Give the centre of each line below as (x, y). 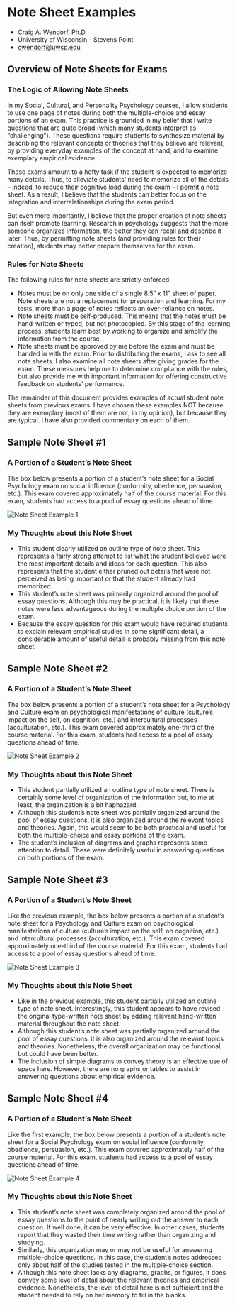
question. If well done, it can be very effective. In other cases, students (121, 1227)
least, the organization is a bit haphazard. (78, 805)
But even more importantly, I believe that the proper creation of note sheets (117, 215)
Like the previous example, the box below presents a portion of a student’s (116, 916)
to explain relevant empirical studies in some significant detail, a (111, 631)
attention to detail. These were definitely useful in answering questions (121, 850)
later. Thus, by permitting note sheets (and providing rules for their (104, 238)
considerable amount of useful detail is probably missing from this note (121, 639)
